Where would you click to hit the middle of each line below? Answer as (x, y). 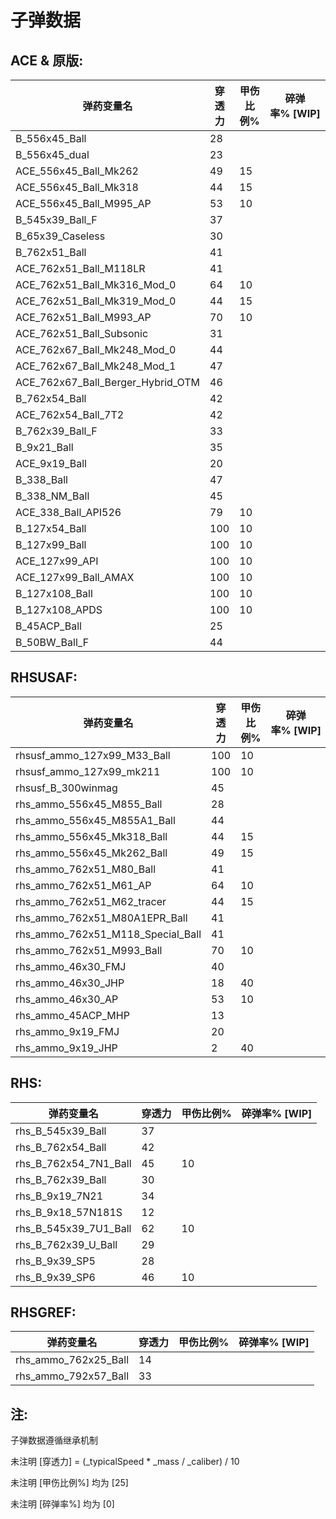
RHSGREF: (43, 1312)
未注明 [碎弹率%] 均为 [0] (62, 1504)
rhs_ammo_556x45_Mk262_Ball (91, 853)
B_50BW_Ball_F (52, 642)
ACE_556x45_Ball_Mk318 (77, 187)
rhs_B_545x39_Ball (61, 1131)
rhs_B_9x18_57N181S (69, 1212)
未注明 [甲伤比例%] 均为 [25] (69, 1483)
